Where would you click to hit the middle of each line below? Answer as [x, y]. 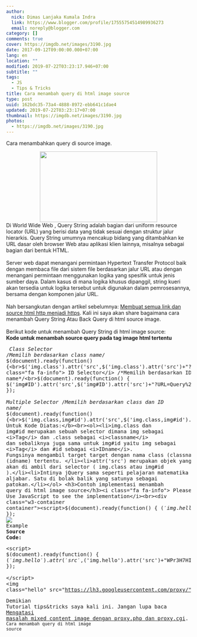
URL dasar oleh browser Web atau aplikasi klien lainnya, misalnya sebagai [95, 244]
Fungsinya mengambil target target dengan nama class [85, 455]
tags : [13, 77]
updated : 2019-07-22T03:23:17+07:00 [51, 110]
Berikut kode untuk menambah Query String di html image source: [86, 331]
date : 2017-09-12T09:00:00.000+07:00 [52, 50]
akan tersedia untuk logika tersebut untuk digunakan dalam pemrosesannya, [98, 288]
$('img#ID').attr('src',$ [43, 384]
